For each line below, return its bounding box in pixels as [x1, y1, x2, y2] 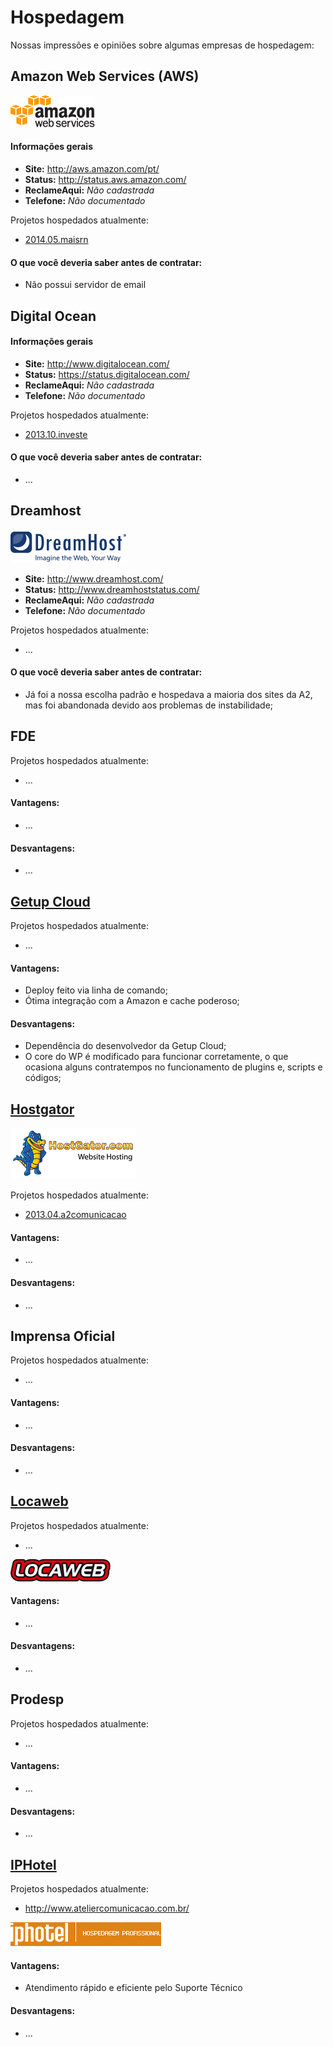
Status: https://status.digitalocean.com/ [24, 368, 190, 380]
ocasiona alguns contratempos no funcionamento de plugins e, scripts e [24, 1061, 323, 1073]
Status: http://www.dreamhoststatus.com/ [24, 583, 200, 595]
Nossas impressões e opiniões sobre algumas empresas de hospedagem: [10, 39, 315, 51]
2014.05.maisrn [24, 233, 89, 245]
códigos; [24, 1072, 62, 1084]
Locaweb [10, 1493, 69, 1510]
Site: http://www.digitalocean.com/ [24, 357, 170, 370]
